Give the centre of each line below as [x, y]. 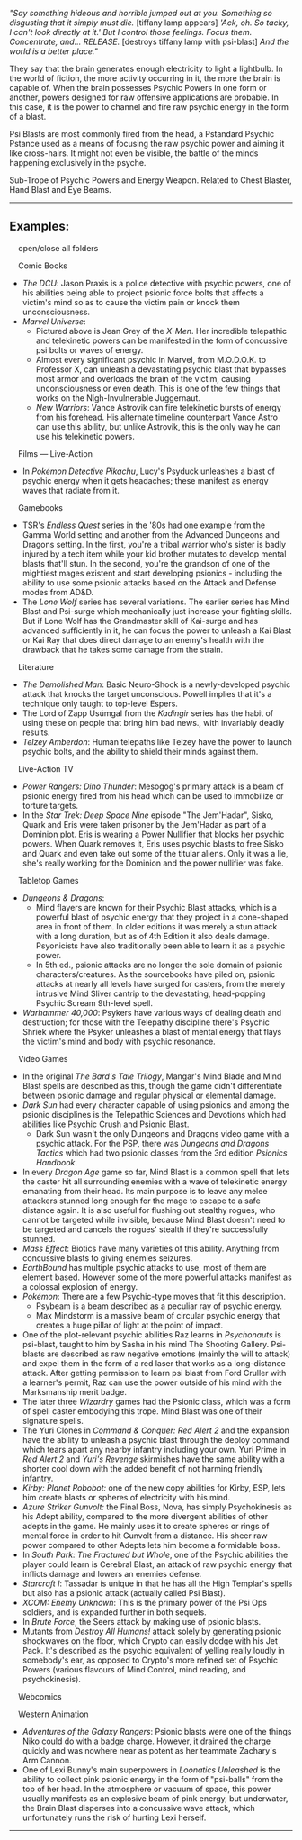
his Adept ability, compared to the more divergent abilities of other [145, 1516]
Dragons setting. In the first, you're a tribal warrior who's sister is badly [154, 544]
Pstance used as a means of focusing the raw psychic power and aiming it [147, 144]
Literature [36, 666]
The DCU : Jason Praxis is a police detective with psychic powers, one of [157, 283]
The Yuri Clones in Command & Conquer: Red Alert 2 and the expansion [156, 1430]
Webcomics [40, 1696]
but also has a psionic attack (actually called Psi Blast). [124, 1592]
